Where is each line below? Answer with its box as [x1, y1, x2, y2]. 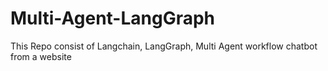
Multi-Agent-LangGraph [10, 7, 216, 30]
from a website [10, 50, 72, 62]
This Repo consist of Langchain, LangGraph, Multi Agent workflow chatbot [10, 40, 318, 52]
